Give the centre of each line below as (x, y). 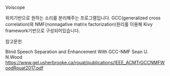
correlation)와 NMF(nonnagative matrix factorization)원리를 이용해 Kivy (79, 24)
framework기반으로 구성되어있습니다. (43, 31)
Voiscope (15, 7)
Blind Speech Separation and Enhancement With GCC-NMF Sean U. (77, 52)
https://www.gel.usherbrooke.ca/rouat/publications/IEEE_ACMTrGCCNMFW (85, 62)
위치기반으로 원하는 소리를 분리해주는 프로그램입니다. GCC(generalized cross (83, 18)
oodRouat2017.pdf (24, 68)
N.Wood (14, 57)
